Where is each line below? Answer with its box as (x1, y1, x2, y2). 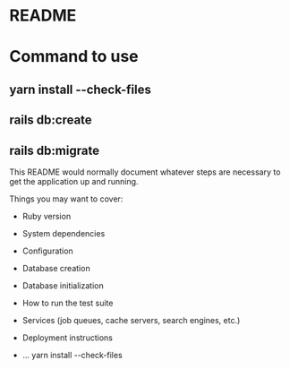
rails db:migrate (9, 142, 100, 158)
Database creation (21, 262, 91, 273)
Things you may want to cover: (9, 193, 124, 204)
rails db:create (9, 113, 92, 128)
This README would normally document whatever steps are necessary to (9, 167, 281, 177)
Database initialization (21, 279, 105, 291)
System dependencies (21, 227, 106, 238)
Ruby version (21, 210, 72, 221)
